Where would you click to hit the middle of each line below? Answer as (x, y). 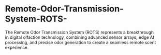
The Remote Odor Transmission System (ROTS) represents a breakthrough (79, 32)
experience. (17, 47)
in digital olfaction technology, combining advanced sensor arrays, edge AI (80, 37)
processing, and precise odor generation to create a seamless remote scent (80, 42)
